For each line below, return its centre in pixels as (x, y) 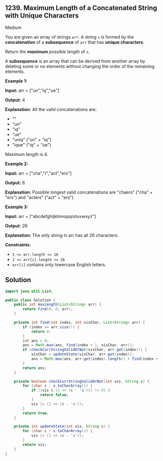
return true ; (36, 413)
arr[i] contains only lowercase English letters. (59, 264)
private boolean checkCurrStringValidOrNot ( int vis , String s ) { (82, 381)
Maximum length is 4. (27, 154)
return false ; (54, 395)
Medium (13, 27)
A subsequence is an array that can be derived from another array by (75, 61)
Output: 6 (15, 182)
